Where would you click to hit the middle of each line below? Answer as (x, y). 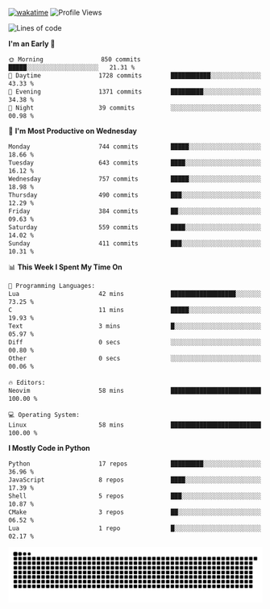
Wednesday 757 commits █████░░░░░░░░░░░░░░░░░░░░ (135, 179)
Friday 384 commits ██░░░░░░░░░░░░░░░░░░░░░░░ (135, 211)
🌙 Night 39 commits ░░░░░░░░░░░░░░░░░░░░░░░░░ (135, 108)
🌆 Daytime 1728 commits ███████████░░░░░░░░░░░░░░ (135, 76)
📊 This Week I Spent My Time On (65, 267)
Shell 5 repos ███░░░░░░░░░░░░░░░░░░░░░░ (135, 496)
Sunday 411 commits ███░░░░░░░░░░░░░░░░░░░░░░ (135, 244)
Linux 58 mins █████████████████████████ (135, 425)
